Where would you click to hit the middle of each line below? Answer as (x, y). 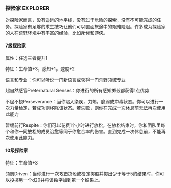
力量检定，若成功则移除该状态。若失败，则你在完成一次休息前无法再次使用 (88, 108)
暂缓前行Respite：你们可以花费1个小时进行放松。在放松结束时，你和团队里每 (85, 125)
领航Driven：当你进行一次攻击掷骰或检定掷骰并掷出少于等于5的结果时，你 (83, 173)
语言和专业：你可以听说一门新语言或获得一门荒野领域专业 (65, 80)
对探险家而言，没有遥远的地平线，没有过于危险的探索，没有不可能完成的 (81, 20)
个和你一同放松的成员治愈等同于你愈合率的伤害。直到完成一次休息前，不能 (83, 131)
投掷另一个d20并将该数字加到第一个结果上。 (56, 180)
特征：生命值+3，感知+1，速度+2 (40, 69)
